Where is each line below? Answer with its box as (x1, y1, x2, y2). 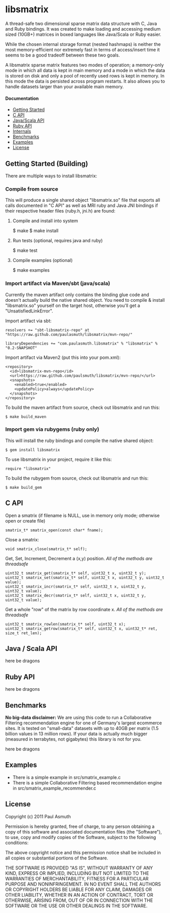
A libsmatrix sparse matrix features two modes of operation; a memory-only (5, 62, 164, 68)
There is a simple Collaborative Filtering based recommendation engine (12, 779, 162, 786)
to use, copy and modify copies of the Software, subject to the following (5, 834, 156, 840)
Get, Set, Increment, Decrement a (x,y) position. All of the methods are (5, 555, 153, 561)
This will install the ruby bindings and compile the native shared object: (5, 437, 154, 444)
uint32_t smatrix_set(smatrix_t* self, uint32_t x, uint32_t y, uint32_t (5, 575, 165, 580)
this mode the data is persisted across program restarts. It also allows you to (5, 78, 165, 84)
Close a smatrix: (5, 536, 39, 542)
